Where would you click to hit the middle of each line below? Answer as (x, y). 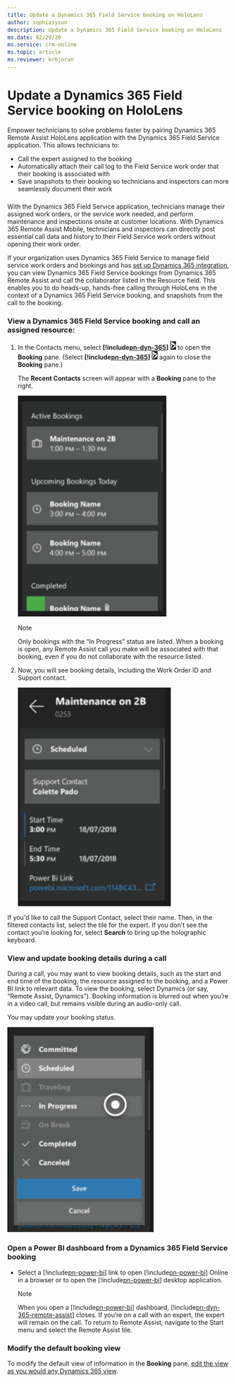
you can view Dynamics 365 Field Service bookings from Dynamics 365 (112, 273)
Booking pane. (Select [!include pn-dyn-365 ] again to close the (114, 358)
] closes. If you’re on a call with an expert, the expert (148, 1315)
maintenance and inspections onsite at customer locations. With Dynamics (116, 221)
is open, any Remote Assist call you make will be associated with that (118, 649)
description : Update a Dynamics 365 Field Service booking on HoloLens (114, 30)
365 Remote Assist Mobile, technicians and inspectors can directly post (111, 229)
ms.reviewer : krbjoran (41, 60)
